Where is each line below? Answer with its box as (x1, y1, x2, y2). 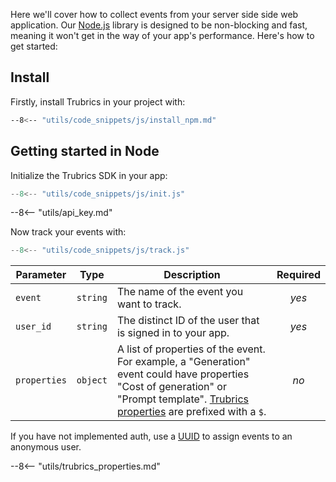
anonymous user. (10, 441, 82, 453)
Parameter (15, 268, 67, 282)
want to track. (116, 297, 182, 311)
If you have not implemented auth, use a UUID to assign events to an (10, 430, 293, 443)
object (76, 375, 108, 386)
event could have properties (116, 367, 250, 381)
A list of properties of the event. (116, 342, 266, 356)
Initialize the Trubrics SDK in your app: (10, 169, 168, 181)
